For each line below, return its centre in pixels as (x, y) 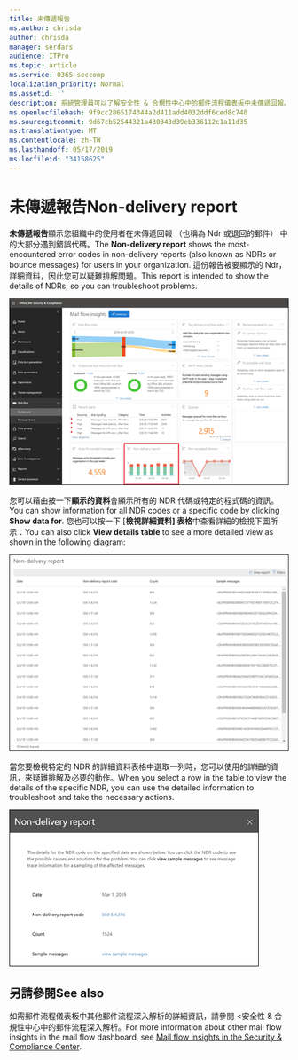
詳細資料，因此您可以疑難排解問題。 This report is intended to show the (139, 276)
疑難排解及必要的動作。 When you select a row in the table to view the (160, 777)
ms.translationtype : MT (53, 131)
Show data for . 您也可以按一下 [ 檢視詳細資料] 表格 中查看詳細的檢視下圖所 (144, 521)
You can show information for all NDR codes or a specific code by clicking (145, 511)
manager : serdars (41, 47)
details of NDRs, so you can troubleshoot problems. (103, 286)
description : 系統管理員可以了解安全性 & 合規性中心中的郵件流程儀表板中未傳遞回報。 (150, 103)
